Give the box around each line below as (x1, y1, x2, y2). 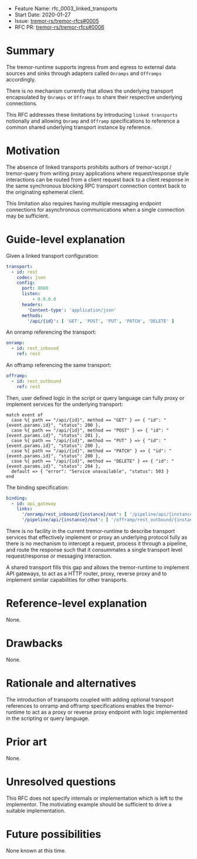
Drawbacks (6, 637, 63, 650)
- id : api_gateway (11, 501, 57, 507)
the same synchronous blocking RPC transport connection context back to (6, 182, 186, 189)
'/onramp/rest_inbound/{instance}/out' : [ (21, 511, 127, 518)
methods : (21, 313, 43, 318)
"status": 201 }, (58, 432, 101, 439)
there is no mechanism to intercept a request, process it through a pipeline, (6, 540, 188, 547)
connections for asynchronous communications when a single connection (6, 206, 185, 213)
